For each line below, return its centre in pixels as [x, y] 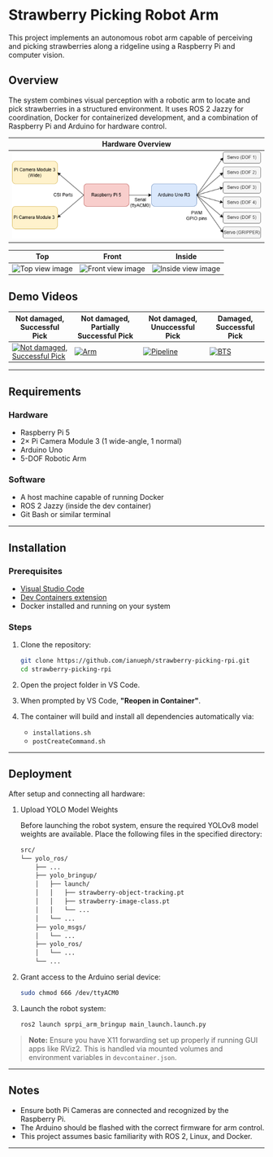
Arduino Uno [41, 449]
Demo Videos [43, 296]
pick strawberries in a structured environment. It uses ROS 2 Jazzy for [126, 108]
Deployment [40, 774]
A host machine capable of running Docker [92, 497]
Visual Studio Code [52, 589]
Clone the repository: [56, 645]
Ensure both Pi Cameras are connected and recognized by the [124, 1110]
